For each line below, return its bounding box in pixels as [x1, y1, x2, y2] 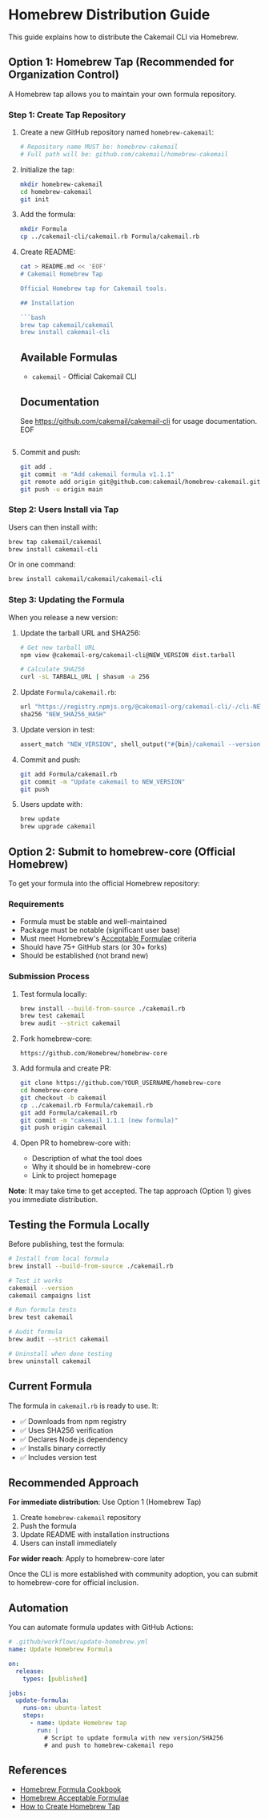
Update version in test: [19, 724, 95, 734]
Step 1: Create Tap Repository [8, 109, 126, 120]
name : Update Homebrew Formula [8, 1645, 113, 1654]
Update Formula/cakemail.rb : [19, 688, 117, 697]
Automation [8, 1601, 69, 1615]
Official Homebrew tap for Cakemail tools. [19, 284, 168, 292]
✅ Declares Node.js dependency [19, 1434, 128, 1444]
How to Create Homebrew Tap [19, 1801, 121, 1812]
